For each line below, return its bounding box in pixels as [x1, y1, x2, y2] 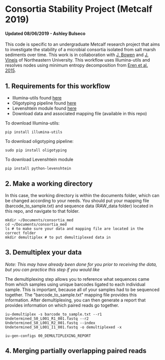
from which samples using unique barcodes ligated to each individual [5, 281, 146, 287]
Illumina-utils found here [12, 95, 62, 101]
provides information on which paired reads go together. [5, 302, 119, 308]
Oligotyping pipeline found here [12, 100, 77, 106]
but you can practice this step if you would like [5, 266, 100, 272]
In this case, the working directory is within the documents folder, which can [5, 193, 160, 198]
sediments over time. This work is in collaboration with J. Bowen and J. [5, 52, 149, 58]
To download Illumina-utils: [5, 120, 60, 126]
